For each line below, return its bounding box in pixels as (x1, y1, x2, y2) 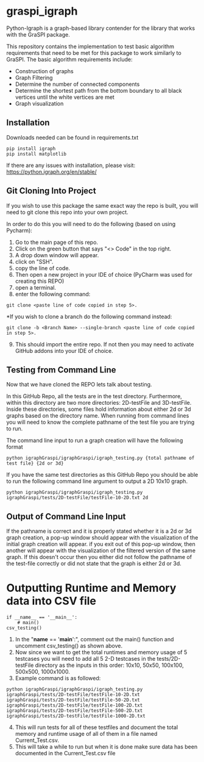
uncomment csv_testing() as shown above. (15, 642, 123, 650)
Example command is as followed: (15, 675, 101, 682)
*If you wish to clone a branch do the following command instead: (6, 313, 172, 320)
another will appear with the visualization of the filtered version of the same (6, 547, 196, 554)
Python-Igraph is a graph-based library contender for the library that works (6, 24, 195, 32)
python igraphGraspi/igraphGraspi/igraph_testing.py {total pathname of (6, 455, 195, 461)
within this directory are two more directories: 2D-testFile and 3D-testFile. (6, 399, 192, 407)
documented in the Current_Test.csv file (15, 750, 116, 757)
